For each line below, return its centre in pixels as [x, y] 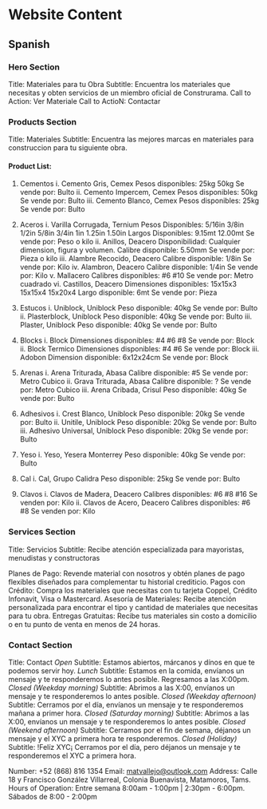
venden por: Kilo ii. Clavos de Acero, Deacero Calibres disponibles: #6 [135, 503]
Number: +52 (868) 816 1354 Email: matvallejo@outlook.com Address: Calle [133, 771]
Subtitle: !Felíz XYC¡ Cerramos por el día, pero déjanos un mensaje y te [124, 747]
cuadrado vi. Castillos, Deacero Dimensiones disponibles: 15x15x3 [128, 284]
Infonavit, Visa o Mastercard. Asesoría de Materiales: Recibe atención [122, 599]
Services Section [42, 532]
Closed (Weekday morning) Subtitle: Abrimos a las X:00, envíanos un [122, 688]
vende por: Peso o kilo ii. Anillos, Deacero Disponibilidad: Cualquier [130, 242]
